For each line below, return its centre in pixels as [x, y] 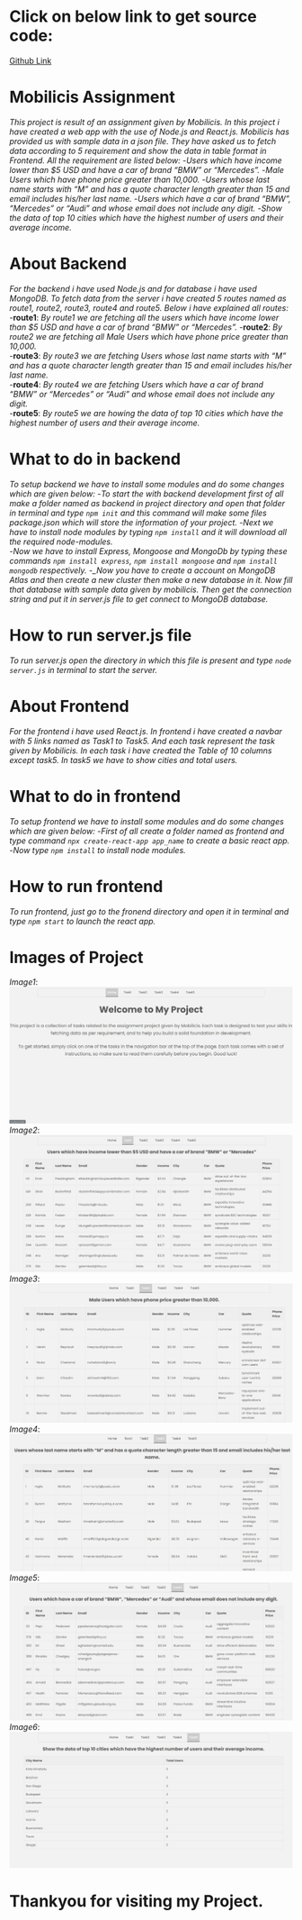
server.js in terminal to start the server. [84, 669]
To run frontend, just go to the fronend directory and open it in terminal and [149, 911]
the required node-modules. [62, 541]
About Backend [68, 264]
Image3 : [25, 1278]
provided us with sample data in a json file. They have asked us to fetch [143, 141]
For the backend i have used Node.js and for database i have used [133, 288]
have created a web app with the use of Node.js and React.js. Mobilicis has [150, 132]
